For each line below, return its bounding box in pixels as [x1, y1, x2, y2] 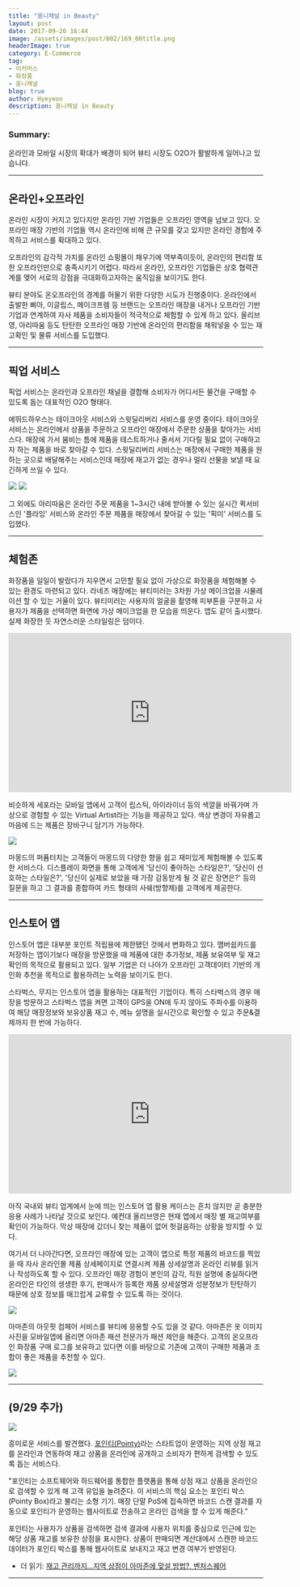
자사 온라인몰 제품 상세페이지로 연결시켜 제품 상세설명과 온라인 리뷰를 [25, 1258, 244, 1268]
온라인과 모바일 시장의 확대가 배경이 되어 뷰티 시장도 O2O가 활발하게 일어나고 [8, 148, 252, 158]
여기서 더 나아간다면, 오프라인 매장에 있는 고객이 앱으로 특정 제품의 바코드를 [8, 1249, 246, 1258]
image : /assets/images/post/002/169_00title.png [8, 34, 175, 43]
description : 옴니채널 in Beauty [8, 102, 115, 110]
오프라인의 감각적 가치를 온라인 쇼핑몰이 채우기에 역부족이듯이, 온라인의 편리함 [8, 253, 255, 262]
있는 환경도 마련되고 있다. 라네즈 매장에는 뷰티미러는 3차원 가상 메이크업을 [8, 585, 242, 595]
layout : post [8, 19, 53, 28]
